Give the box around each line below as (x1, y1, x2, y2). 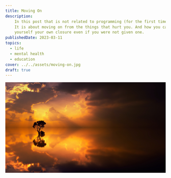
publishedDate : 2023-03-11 (5, 35, 63, 40)
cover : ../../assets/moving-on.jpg (5, 62, 81, 67)
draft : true (5, 67, 31, 72)
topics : (5, 41, 22, 46)
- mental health (10, 51, 44, 56)
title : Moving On (5, 8, 42, 13)
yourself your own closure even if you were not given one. (14, 30, 145, 35)
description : (5, 13, 33, 19)
